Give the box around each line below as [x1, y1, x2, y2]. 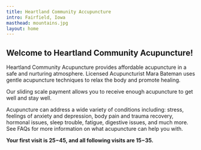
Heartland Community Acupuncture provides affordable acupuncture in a [6, 64, 187, 71]
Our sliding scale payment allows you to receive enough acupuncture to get [6, 88, 193, 95]
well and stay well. [6, 94, 52, 102]
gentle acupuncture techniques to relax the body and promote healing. [6, 76, 181, 84]
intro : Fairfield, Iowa [6, 14, 66, 20]
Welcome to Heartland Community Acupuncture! [6, 47, 193, 58]
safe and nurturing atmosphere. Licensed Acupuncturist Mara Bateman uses [6, 70, 196, 77]
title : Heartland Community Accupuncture [6, 8, 112, 15]
